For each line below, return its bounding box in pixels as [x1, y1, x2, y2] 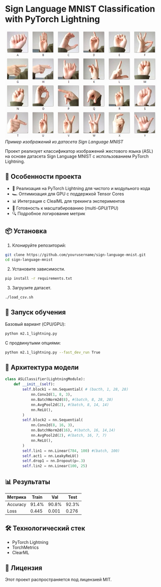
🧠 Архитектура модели [5, 363, 79, 371]
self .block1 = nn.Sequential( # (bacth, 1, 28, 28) [22, 387, 129, 392]
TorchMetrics [12, 544, 39, 551]
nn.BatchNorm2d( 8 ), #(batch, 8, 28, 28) [30, 397, 114, 402]
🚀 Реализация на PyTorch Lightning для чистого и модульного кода [12, 185, 150, 191]
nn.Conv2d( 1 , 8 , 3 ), [30, 392, 73, 397]
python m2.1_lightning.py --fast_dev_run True [5, 350, 101, 355]
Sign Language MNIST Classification [5, 3, 156, 15]
